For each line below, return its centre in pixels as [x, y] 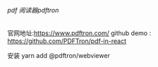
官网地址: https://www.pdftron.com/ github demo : [79, 33]
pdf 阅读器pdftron [33, 10]
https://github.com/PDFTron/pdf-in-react [67, 41]
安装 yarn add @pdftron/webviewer [59, 56]
